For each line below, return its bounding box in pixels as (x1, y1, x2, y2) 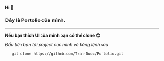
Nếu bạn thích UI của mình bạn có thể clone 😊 (5, 32, 101, 39)
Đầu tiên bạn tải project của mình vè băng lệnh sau (5, 42, 109, 48)
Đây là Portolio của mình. (5, 17, 66, 23)
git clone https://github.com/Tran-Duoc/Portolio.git (11, 51, 123, 56)
